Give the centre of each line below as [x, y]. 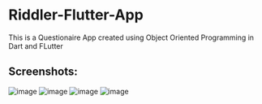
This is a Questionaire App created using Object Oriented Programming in [131, 37]
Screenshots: [43, 72]
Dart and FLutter [36, 45]
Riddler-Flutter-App [76, 15]
